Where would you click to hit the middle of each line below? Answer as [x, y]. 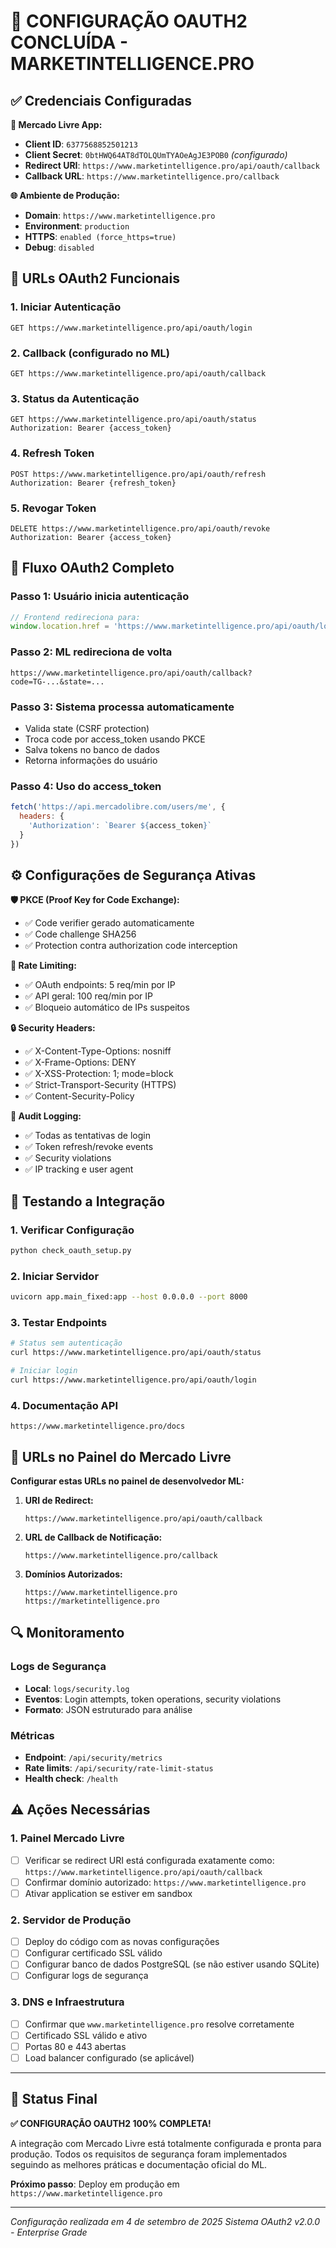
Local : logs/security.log [77, 1688]
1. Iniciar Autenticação [66, 307]
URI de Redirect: [59, 1501]
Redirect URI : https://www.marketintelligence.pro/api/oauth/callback [172, 165]
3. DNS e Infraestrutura [67, 2002]
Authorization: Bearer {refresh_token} [93, 483]
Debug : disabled [59, 247]
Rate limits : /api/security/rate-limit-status [119, 1768]
